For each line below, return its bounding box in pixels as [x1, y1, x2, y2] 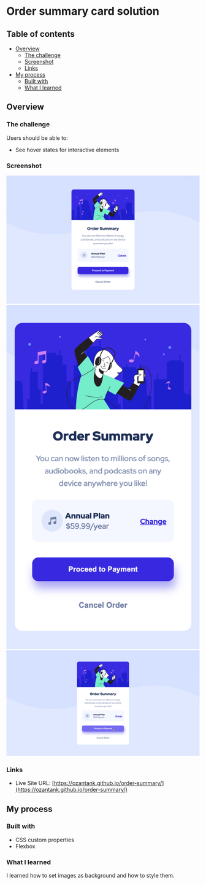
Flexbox [15, 842, 36, 850]
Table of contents [6, 29, 75, 39]
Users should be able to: [6, 134, 69, 142]
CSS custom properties [15, 836, 75, 843]
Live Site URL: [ [15, 780, 55, 787]
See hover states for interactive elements [15, 146, 120, 153]
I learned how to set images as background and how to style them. [6, 872, 175, 879]
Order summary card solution [6, 4, 159, 18]
